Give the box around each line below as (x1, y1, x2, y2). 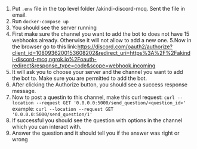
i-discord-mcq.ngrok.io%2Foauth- (11, 56, 97, 63)
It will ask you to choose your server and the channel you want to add (11, 69, 183, 75)
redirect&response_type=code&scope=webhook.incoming (11, 62, 156, 69)
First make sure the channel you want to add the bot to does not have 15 (11, 30, 190, 38)
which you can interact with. (11, 123, 82, 130)
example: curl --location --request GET (11, 105, 114, 112)
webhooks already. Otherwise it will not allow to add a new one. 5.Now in (11, 37, 192, 44)
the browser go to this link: (11, 43, 78, 50)
